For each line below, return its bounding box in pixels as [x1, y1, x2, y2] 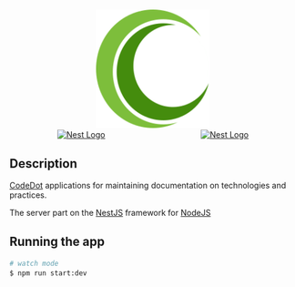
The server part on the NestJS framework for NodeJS [9, 208, 211, 219]
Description [9, 156, 77, 171]
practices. [9, 190, 47, 200]
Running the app [9, 233, 105, 249]
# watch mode [9, 259, 59, 268]
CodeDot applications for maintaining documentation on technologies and [9, 180, 287, 191]
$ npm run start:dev [9, 268, 88, 278]
